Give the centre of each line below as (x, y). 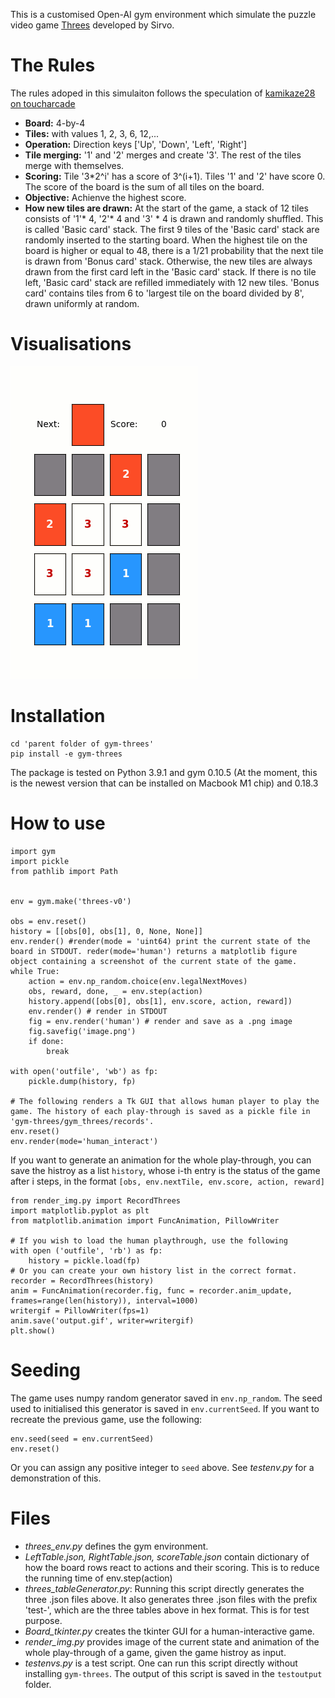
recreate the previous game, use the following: (106, 1419)
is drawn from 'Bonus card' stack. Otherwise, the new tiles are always (168, 261)
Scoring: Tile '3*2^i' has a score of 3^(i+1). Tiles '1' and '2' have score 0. (175, 176)
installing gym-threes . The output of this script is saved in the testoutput (173, 1673)
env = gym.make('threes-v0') (71, 901)
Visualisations (71, 344)
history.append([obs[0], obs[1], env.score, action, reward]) (160, 1001)
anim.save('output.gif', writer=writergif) (102, 1320)
